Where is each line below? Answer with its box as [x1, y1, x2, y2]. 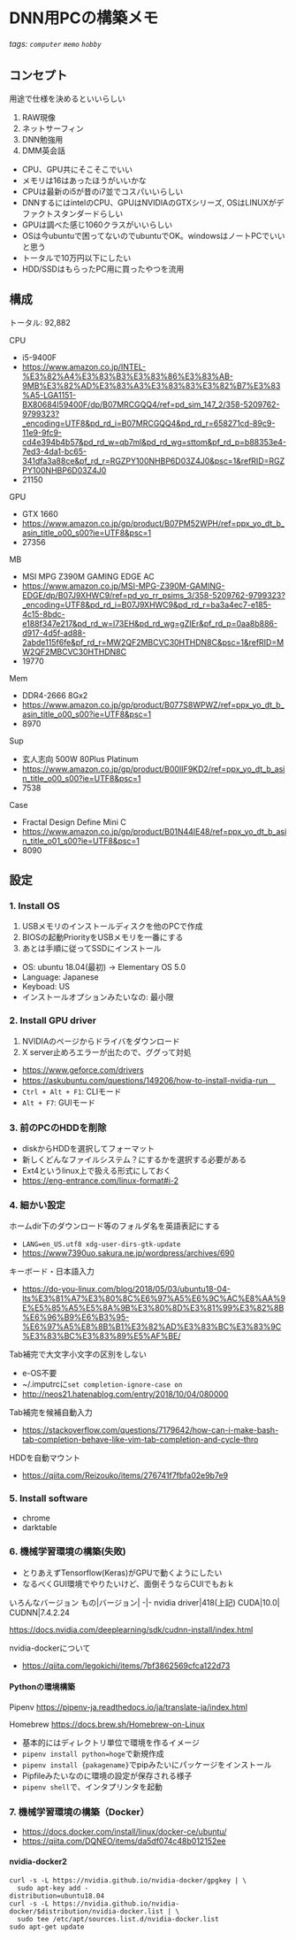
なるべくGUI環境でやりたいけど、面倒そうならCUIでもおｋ [21, 1578, 236, 1589]
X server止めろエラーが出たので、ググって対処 [21, 1046, 192, 1058]
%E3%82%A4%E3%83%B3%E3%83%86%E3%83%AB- [21, 371, 234, 381]
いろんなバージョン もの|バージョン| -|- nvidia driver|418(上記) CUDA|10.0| [9, 1597, 280, 1607]
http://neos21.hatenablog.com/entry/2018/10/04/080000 [21, 1389, 229, 1399]
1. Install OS [9, 899, 60, 912]
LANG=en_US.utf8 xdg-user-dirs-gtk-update [21, 1240, 181, 1249]
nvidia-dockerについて [9, 1643, 91, 1653]
